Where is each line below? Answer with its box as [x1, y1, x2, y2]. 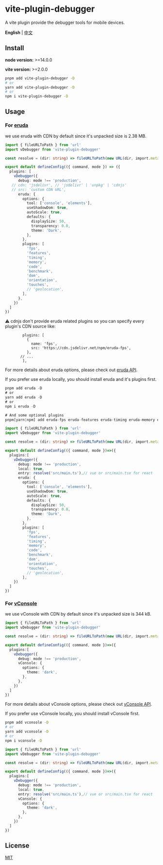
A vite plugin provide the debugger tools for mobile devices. [5, 19, 125, 25]
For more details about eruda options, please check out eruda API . [5, 367, 138, 373]
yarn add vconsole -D [5, 729, 49, 734]
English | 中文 [5, 29, 33, 35]
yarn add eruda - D [5, 395, 42, 400]
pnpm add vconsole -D [5, 720, 49, 725]
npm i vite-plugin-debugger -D [5, 94, 68, 99]
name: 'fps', [31, 341, 57, 346]
